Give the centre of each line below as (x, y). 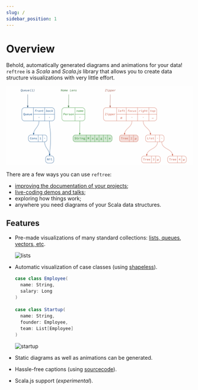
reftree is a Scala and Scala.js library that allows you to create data (89, 72)
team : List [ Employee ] (47, 328)
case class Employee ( (41, 279)
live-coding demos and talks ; (50, 192)
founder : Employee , (44, 322)
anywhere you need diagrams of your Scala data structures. (88, 205)
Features (23, 223)
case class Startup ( (40, 310)
